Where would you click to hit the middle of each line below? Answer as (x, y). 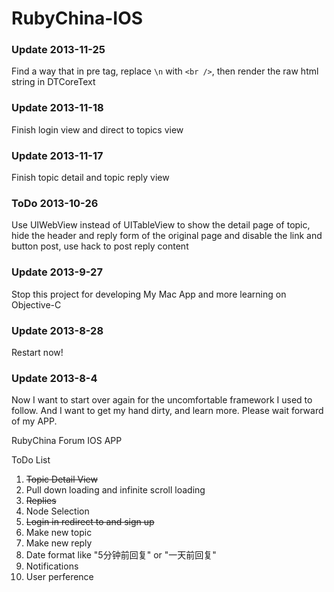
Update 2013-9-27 (57, 272)
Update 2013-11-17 (57, 155)
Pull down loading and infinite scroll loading (115, 490)
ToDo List (31, 460)
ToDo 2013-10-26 (55, 203)
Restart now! (37, 352)
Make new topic (59, 533)
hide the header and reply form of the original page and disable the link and (167, 236)
